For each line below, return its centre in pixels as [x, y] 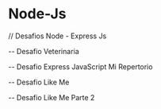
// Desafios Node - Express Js [57, 36]
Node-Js [37, 14]
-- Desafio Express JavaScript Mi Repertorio [80, 66]
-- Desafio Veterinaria [44, 51]
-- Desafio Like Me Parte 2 [52, 97]
